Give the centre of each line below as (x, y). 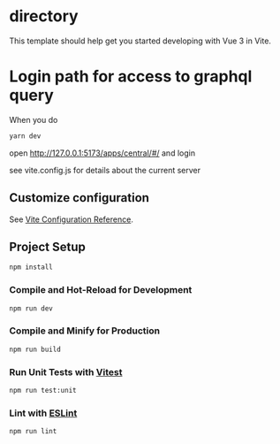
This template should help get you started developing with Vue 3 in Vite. (140, 41)
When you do (34, 119)
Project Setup (48, 246)
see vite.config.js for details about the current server (105, 170)
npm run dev (31, 308)
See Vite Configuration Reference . (72, 219)
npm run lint (33, 432)
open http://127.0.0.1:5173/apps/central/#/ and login (102, 153)
